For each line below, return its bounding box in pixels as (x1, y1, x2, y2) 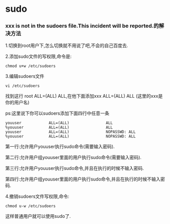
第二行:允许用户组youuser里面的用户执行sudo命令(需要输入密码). (5, 154, 142, 161)
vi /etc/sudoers (5, 83, 40, 88)
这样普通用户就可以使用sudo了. (5, 213, 71, 219)
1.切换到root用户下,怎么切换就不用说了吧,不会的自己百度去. (5, 42, 129, 49)
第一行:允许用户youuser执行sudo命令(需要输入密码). (5, 144, 115, 150)
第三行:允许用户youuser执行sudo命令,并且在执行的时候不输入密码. (5, 165, 144, 171)
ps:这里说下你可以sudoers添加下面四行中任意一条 (5, 110, 110, 117)
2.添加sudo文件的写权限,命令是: (5, 53, 72, 59)
